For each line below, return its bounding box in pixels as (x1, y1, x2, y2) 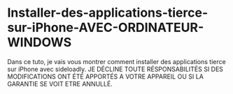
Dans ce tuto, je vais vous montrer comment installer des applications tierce (7, 57, 226, 65)
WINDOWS (7, 35, 72, 50)
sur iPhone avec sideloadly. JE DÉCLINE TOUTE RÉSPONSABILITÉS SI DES (7, 65, 224, 73)
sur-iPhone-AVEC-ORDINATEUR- (7, 19, 204, 36)
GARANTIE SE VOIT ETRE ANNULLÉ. (7, 79, 113, 88)
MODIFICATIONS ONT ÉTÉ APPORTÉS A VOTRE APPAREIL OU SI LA (7, 72, 204, 81)
